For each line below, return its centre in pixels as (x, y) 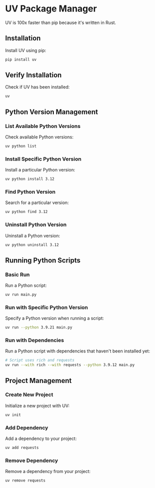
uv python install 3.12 (30, 179)
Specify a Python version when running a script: (55, 318)
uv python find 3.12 (27, 212)
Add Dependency (27, 427)
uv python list (21, 146)
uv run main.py (21, 295)
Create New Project (29, 394)
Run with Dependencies (35, 340)
